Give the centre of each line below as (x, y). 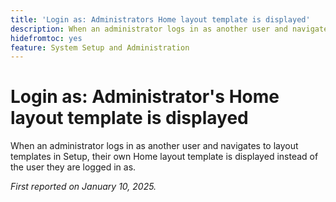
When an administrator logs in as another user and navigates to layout (154, 146)
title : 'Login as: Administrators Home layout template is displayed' (160, 19)
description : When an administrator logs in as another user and (149, 29)
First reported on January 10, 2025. (83, 187)
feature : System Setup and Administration (100, 47)
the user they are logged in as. (73, 167)
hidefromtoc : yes (46, 38)
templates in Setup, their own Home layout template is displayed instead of (164, 157)
